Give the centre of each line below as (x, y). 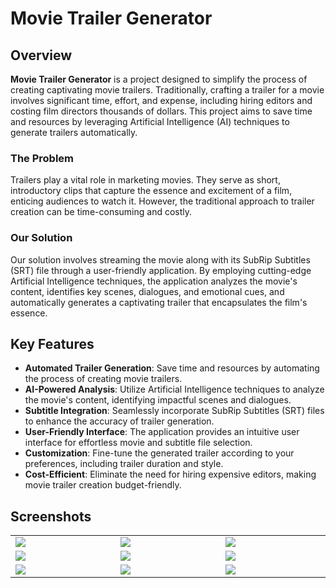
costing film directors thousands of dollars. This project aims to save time (161, 111)
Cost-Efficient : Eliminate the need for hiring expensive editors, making (170, 474)
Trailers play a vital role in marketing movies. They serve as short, (145, 180)
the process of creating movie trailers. (103, 379)
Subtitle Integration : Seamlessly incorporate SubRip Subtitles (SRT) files (174, 411)
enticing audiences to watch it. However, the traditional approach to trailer (162, 201)
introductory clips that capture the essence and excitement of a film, (151, 191)
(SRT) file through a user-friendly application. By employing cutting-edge (161, 270)
